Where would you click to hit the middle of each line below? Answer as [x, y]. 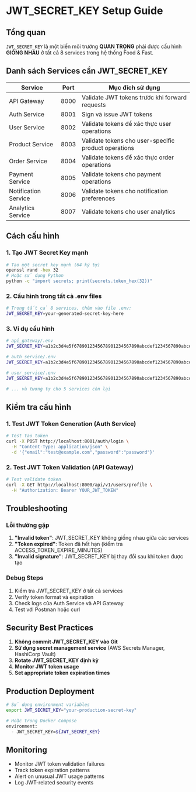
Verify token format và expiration [54, 597]
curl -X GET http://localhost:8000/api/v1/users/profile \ [79, 485]
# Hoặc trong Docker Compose [41, 721]
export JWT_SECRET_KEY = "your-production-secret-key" [71, 710]
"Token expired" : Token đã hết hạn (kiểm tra [69, 544]
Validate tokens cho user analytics [128, 211]
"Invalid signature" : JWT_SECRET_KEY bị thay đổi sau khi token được [99, 557]
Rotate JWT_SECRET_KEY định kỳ [57, 660]
